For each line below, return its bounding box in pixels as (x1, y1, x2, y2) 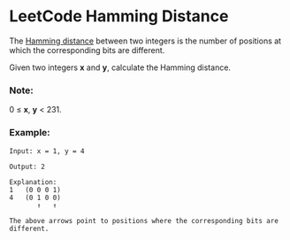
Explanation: (9, 177, 57, 187)
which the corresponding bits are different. (9, 44, 165, 55)
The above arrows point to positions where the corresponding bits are (9, 216, 279, 225)
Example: (9, 127, 50, 139)
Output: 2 (9, 162, 46, 171)
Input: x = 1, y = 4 (9, 146, 86, 156)
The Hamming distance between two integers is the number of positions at (9, 35, 281, 46)
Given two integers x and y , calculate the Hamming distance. (9, 62, 232, 73)
